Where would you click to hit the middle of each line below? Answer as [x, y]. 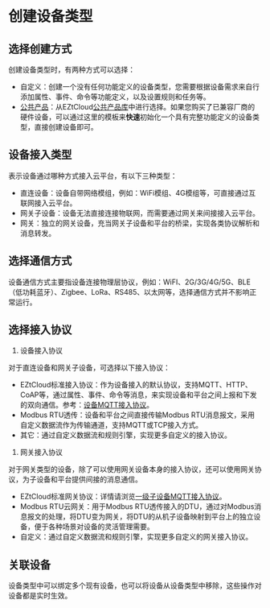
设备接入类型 [40, 155]
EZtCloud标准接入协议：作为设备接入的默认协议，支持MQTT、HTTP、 [136, 385]
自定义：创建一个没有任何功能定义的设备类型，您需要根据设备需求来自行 [139, 87]
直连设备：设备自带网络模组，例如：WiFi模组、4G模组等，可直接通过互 [138, 192]
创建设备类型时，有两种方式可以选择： [72, 70]
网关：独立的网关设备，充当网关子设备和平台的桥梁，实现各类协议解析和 [139, 223]
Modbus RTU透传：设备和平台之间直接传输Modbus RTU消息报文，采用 [137, 415]
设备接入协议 [41, 350]
